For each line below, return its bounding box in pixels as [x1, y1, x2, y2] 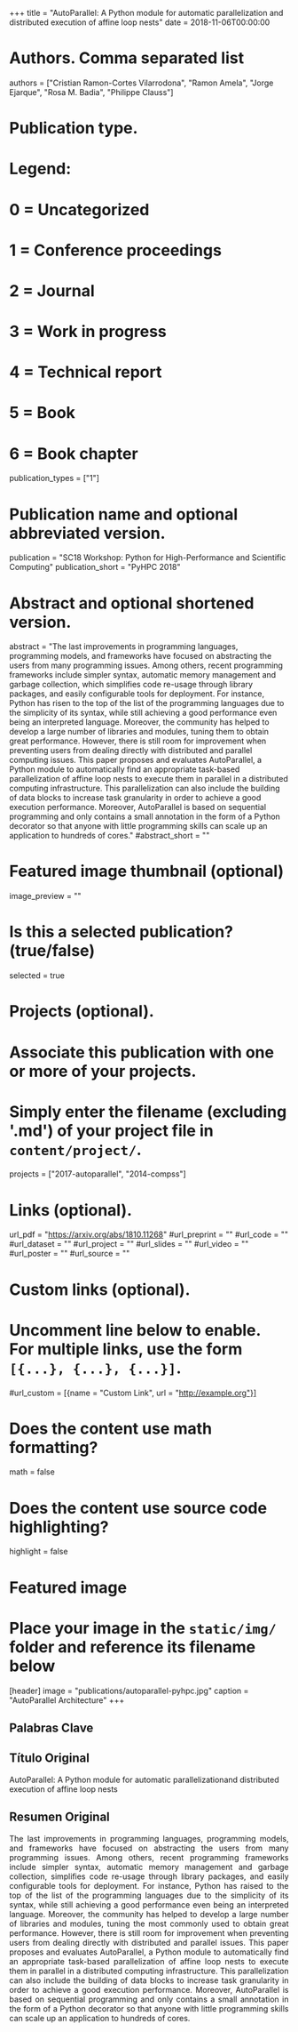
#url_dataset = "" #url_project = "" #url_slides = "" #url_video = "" [9, 1239, 249, 1249]
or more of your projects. [9, 1061, 197, 1081]
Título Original [9, 1751, 90, 1766]
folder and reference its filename [9, 1636, 255, 1657]
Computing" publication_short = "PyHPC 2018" [9, 562, 181, 573]
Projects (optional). [9, 1001, 155, 1022]
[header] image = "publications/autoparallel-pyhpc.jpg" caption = [9, 1685, 249, 1696]
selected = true [9, 970, 65, 981]
